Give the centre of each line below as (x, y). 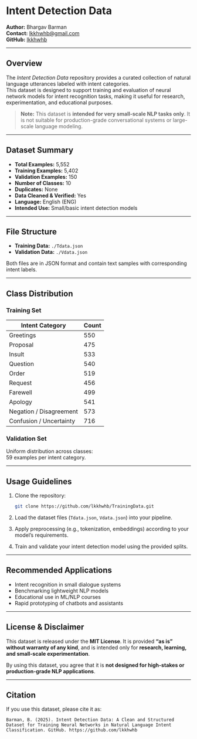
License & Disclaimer (45, 627)
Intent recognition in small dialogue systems (68, 584)
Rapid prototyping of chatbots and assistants (69, 603)
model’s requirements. (41, 535)
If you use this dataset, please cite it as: (54, 709)
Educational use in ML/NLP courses (58, 597)
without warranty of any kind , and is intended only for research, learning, (96, 647)
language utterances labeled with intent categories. (68, 84)
